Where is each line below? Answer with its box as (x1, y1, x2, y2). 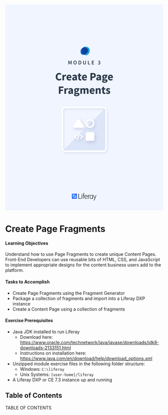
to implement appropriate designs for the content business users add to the (5, 262, 161, 268)
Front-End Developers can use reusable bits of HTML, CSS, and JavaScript (5, 257, 160, 263)
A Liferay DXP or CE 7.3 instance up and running (12, 376, 112, 383)
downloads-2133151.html (20, 345, 71, 351)
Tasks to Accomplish (5, 278, 50, 285)
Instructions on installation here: (20, 350, 87, 356)
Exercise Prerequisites (5, 318, 54, 324)
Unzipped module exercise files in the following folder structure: (12, 361, 145, 367)
